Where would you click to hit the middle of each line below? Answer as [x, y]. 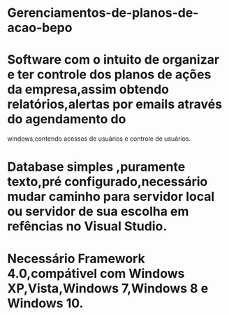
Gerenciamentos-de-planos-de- [103, 13]
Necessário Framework [76, 259]
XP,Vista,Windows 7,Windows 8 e [108, 288]
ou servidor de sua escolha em [98, 212]
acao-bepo [40, 28]
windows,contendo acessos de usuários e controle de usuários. [99, 139]
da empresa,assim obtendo [88, 90]
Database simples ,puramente [96, 167]
